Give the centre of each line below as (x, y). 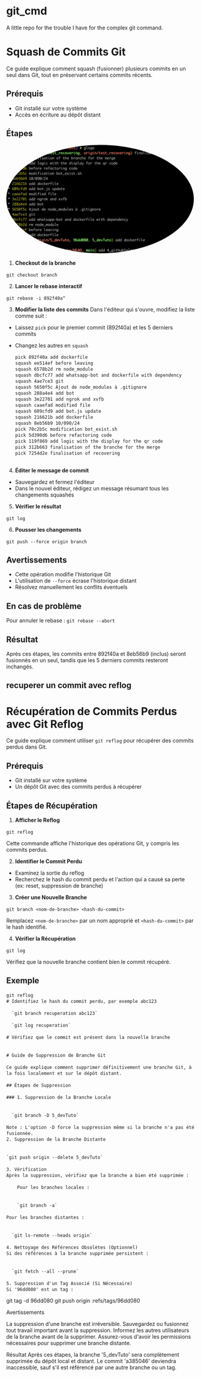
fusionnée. (20, 1133)
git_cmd (27, 11)
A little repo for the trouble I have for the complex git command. (85, 28)
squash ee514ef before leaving (54, 363)
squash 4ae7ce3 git (39, 381)
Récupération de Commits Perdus (92, 711)
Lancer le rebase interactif (49, 286)
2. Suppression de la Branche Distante (56, 1139)
